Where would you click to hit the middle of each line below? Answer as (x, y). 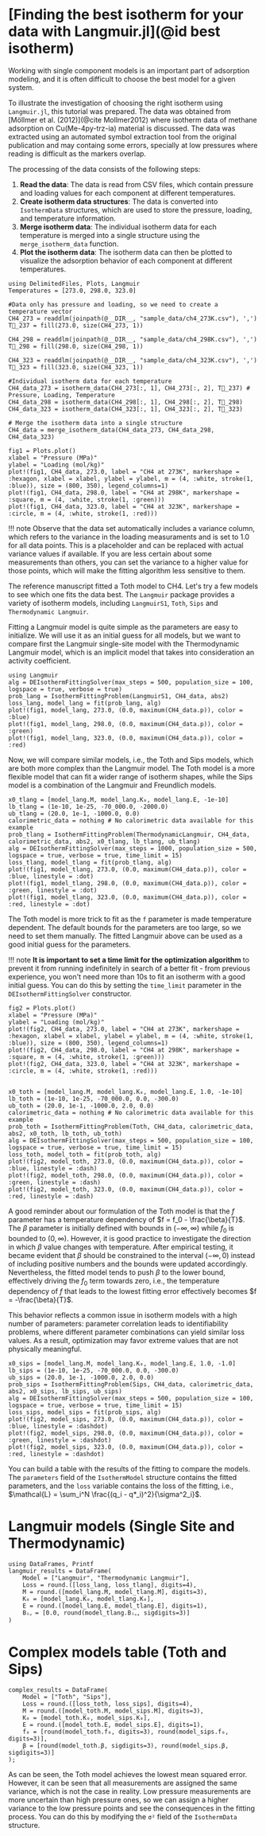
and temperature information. (68, 218)
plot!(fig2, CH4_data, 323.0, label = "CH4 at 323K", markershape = (124, 1064)
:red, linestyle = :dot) (49, 904)
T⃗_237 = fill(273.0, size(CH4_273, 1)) (76, 325)
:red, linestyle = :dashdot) (56, 1454)
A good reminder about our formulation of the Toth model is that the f (121, 1211)
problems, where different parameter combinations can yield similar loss (126, 1332)
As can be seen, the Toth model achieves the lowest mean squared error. (128, 1775)
